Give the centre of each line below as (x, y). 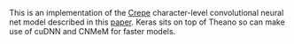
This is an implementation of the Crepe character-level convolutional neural (147, 13)
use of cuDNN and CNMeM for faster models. (93, 31)
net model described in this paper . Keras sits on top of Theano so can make (147, 22)
